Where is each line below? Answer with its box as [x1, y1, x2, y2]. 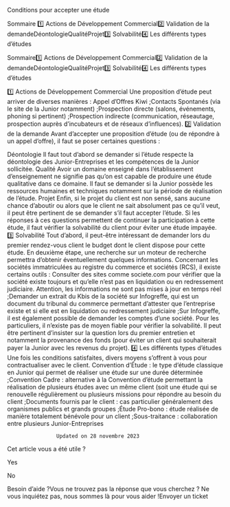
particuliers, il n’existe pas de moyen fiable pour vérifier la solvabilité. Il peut [7, 321, 222, 330]
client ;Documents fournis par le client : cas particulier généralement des [7, 398, 214, 405]
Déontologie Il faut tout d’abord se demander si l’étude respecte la [7, 151, 194, 158]
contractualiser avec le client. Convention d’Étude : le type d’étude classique [7, 361, 224, 369]
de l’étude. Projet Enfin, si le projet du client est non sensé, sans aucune [7, 194, 211, 202]
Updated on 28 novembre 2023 [56, 433, 139, 440]
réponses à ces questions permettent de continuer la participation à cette [7, 216, 215, 224]
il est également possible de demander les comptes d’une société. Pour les [7, 314, 220, 322]
